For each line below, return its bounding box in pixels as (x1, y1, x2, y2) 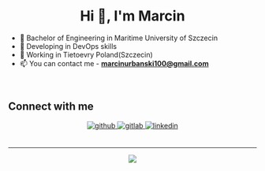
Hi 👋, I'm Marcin (80, 7, 185, 25)
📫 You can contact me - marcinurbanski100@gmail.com (19, 58, 209, 68)
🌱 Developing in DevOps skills (19, 41, 117, 50)
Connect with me (8, 100, 95, 113)
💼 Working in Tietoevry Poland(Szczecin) (19, 50, 154, 59)
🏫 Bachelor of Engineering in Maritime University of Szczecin (19, 33, 218, 43)
